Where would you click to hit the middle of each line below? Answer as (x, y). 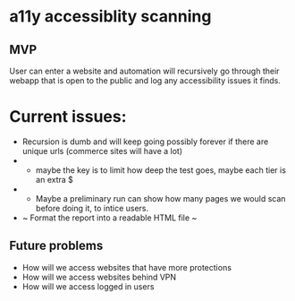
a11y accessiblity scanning (110, 17)
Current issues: (68, 117)
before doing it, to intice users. (92, 208)
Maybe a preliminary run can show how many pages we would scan (160, 198)
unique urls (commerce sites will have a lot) (102, 150)
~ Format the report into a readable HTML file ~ (110, 218)
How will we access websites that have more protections (127, 267)
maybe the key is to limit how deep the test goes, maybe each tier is (160, 170)
